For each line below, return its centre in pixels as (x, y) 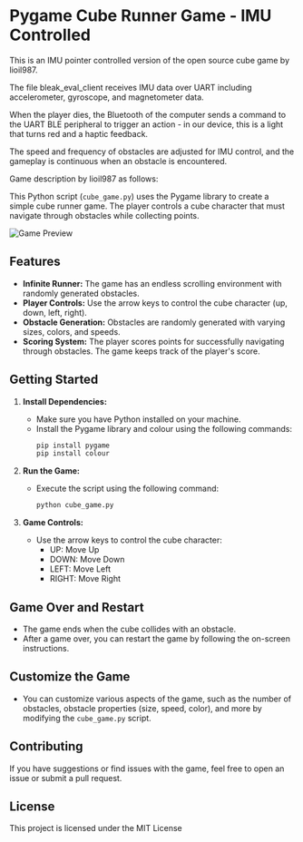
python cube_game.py (75, 505)
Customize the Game (70, 677)
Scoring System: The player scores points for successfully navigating (153, 341)
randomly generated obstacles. (81, 293)
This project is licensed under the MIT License (96, 828)
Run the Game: (51, 471)
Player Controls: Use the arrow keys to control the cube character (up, (155, 303)
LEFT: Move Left (80, 569)
